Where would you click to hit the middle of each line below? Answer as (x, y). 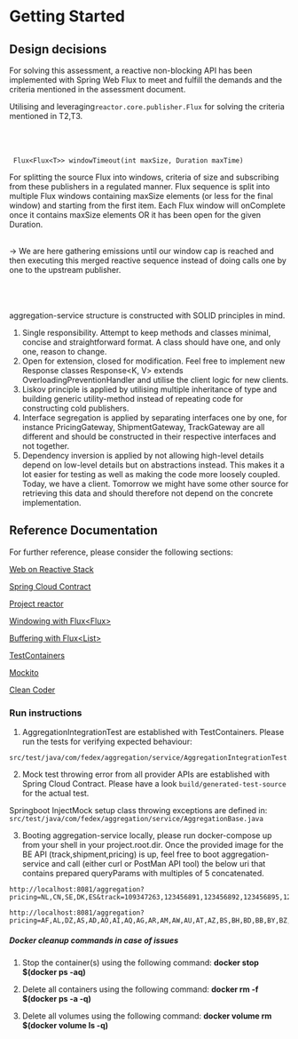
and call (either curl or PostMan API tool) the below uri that (159, 864)
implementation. (51, 503)
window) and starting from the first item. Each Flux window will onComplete (147, 205)
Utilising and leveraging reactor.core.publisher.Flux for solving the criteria (147, 107)
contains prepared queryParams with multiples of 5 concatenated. (143, 874)
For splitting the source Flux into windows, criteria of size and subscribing (144, 177)
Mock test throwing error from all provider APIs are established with (146, 774)
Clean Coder (32, 690)
